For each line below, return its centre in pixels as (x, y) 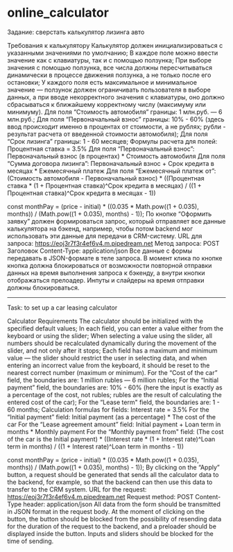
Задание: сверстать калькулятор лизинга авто (76, 32)
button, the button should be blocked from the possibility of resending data (114, 519)
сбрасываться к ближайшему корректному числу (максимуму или (106, 104)
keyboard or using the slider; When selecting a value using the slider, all (110, 335)
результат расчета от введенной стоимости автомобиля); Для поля (107, 134)
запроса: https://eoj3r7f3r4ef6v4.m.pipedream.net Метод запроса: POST (113, 243)
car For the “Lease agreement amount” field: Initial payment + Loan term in (114, 424)
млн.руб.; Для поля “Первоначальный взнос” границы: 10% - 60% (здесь (116, 119)
